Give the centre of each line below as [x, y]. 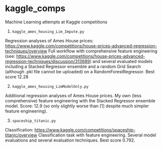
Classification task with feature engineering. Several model [97, 135]
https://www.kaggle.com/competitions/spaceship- [85, 130]
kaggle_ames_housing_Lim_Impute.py [48, 32]
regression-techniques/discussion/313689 [47, 61]
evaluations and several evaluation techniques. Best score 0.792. [70, 140]
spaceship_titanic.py [34, 121]
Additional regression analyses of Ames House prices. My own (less [73, 96]
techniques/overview [26, 51]
